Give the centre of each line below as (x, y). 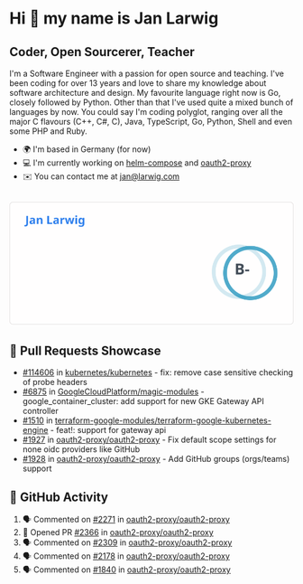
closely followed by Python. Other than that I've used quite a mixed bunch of (151, 102)
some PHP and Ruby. (48, 131)
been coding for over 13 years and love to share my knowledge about (138, 83)
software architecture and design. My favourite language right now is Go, (145, 93)
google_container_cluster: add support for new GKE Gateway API (143, 401)
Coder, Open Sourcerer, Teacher (102, 52)
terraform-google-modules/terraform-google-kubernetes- (163, 420)
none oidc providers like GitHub (81, 449)
